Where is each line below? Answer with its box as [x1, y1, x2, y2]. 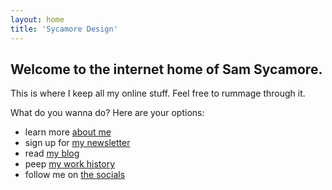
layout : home [10, 14, 65, 25]
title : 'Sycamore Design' [10, 24, 118, 34]
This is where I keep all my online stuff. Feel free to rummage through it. [10, 87, 306, 100]
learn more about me [24, 126, 112, 138]
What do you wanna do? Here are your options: [10, 107, 205, 119]
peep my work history [24, 158, 116, 170]
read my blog [24, 147, 80, 160]
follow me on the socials [24, 169, 126, 181]
